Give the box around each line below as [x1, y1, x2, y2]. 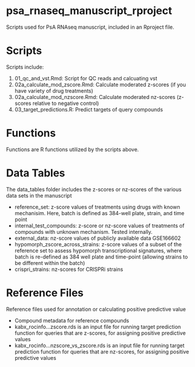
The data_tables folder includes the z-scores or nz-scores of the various [6, 186, 182, 193]
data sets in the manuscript [6, 192, 72, 199]
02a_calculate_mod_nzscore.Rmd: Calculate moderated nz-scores [14, 93, 176, 100]
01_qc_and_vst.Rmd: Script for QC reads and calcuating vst [14, 74, 157, 81]
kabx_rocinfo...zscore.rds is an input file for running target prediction [14, 323, 181, 330]
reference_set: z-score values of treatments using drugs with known [14, 203, 180, 210]
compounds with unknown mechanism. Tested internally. [14, 228, 153, 235]
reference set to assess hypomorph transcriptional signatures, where [14, 247, 182, 254]
